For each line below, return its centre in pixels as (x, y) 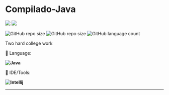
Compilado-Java (41, 9)
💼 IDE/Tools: (18, 72)
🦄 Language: (18, 53)
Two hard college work (29, 43)
